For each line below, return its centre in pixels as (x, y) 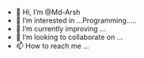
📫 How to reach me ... (52, 46)
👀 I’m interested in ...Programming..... (76, 20)
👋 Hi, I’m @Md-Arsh (48, 12)
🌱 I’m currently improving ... (61, 29)
